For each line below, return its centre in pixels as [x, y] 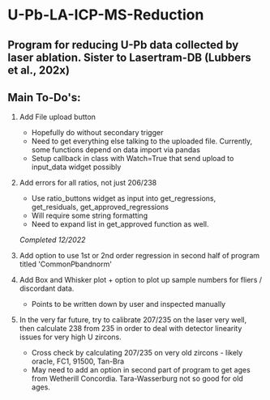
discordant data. [47, 288]
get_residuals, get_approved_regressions [100, 207]
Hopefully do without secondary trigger [97, 133]
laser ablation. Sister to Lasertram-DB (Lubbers [130, 57]
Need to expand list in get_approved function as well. [120, 224]
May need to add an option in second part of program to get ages [141, 370]
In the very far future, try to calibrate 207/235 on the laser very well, [133, 320]
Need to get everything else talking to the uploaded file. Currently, [142, 141]
